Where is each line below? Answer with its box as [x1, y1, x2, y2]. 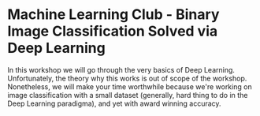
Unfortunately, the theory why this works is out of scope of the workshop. [7, 73, 247, 83]
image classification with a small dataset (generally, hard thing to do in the [7, 90, 248, 99]
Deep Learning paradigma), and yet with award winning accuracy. [7, 99, 221, 108]
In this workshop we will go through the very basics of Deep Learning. [7, 65, 236, 74]
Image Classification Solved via [7, 22, 218, 40]
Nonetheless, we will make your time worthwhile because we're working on [7, 81, 253, 92]
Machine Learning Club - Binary [7, 6, 220, 24]
